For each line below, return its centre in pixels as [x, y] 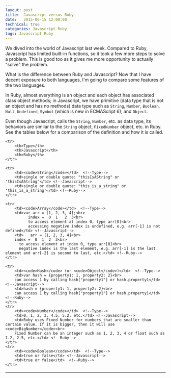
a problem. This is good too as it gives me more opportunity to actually [79, 59]
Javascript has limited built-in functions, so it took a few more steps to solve [85, 54]
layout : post [19, 10]
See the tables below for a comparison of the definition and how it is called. [84, 132]
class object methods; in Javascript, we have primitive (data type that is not [84, 100]
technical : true [22, 24]
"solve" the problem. [27, 65]
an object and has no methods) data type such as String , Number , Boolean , [83, 106]
